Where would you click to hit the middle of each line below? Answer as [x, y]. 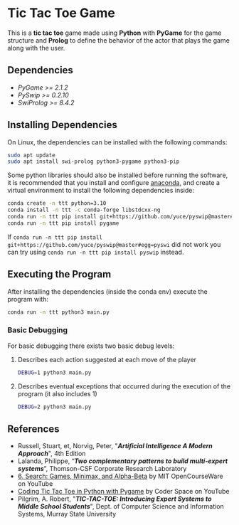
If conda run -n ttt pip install [55, 237]
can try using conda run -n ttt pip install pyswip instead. [96, 252]
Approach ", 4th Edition [52, 454]
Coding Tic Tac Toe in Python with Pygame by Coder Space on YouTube [123, 492]
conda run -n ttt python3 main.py [59, 312]
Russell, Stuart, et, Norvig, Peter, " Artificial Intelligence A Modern [115, 446]
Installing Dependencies [62, 125]
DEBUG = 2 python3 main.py [54, 407]
